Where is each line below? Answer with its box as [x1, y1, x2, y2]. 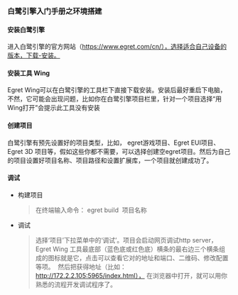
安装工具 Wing [7, 69, 50, 77]
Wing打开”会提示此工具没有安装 [7, 104, 101, 112]
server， [192, 235, 218, 244]
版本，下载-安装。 [7, 51, 60, 60]
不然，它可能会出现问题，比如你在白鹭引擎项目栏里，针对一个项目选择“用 [7, 94, 222, 104]
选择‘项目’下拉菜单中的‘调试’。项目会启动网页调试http [35, 235, 191, 244]
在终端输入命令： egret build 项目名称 [35, 206, 148, 214]
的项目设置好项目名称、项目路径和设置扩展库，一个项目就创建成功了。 [7, 156, 213, 165]
